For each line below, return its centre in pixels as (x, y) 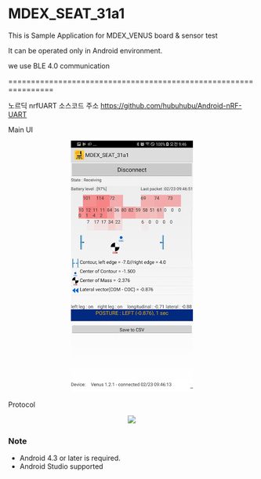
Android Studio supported (61, 466)
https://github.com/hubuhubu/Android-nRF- (171, 105)
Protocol (22, 404)
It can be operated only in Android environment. (85, 50)
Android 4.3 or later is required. (70, 458)
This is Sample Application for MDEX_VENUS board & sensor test (113, 35)
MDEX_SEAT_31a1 (67, 14)
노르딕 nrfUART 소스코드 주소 (54, 105)
